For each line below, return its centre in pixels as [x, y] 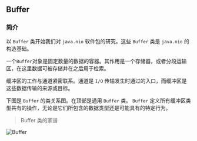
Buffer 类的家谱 [39, 120]
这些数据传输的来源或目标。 [40, 88]
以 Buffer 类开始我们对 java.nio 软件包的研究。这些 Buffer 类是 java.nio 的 [98, 41]
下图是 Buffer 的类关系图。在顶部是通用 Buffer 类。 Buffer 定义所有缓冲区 [96, 100]
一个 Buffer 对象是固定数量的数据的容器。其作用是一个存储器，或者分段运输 [96, 61]
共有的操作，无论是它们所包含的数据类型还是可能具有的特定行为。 [91, 108]
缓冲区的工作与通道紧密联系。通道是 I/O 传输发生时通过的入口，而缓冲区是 [96, 81]
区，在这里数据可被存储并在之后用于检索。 [58, 68]
